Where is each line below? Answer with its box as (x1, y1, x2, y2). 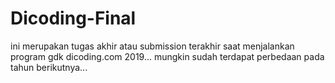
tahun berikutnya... (10, 61, 88, 73)
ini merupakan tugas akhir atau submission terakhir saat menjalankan (10, 40, 295, 52)
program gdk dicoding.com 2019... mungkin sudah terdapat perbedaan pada (10, 50, 325, 62)
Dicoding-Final (10, 7, 137, 30)
